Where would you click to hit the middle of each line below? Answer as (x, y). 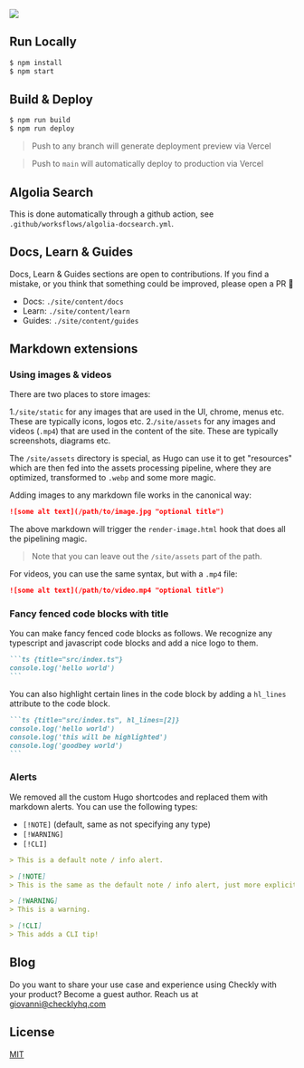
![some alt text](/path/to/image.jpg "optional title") (117, 512)
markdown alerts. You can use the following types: (104, 806)
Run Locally (43, 42)
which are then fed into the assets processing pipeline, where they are (140, 468)
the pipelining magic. (48, 539)
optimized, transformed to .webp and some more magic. (113, 478)
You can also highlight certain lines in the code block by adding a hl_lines (148, 694)
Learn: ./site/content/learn (76, 311)
